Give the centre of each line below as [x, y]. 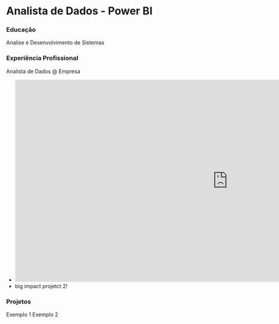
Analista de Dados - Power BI [80, 11]
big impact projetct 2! [41, 286]
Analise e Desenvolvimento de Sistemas [55, 42]
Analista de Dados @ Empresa [43, 71]
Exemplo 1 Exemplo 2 [32, 314]
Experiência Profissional [42, 58]
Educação [21, 30]
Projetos [19, 301]
